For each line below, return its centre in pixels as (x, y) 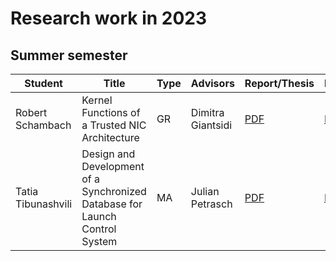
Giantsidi (211, 125)
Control (99, 229)
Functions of (111, 112)
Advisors (212, 83)
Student (43, 83)
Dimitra (207, 112)
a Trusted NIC (114, 125)
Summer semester (69, 55)
